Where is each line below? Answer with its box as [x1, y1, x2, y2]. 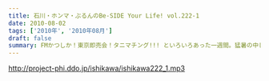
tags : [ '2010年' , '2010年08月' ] [8, 26, 113, 34]
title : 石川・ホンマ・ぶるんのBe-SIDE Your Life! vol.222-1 [8, 11, 200, 20]
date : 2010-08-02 [8, 19, 66, 27]
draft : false [8, 34, 52, 43]
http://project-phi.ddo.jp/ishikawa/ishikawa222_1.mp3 [8, 63, 186, 73]
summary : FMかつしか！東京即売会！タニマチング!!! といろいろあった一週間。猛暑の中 [8, 42, 259, 50]
